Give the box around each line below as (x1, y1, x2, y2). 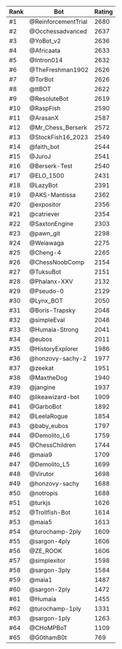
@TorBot (29, 75, 54, 83)
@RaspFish (29, 104, 61, 112)
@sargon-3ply (29, 566, 71, 574)
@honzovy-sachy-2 (29, 355, 87, 362)
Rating (94, 8, 113, 15)
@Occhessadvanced (29, 27, 87, 35)
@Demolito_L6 (29, 432, 70, 439)
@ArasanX (29, 114, 59, 122)
